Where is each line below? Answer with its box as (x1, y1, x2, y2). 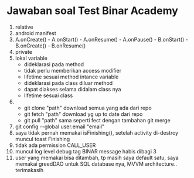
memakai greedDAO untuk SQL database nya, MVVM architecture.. (15, 160, 178, 167)
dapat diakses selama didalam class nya (23, 85, 121, 93)
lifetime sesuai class (23, 92, 73, 99)
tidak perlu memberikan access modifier (23, 67, 122, 74)
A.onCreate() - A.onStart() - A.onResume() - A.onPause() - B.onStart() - (15, 36, 188, 43)
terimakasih (15, 166, 43, 173)
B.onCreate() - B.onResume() (15, 42, 86, 49)
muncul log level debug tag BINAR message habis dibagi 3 (15, 148, 157, 155)
